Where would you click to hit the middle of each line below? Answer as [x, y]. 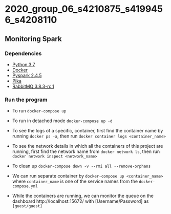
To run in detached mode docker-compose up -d [62, 121]
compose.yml [25, 186]
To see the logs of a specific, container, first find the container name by [88, 131]
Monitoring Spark [33, 39]
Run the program [26, 100]
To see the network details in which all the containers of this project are [88, 146]
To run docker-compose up [39, 111]
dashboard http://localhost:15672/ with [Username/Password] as [80, 201]
